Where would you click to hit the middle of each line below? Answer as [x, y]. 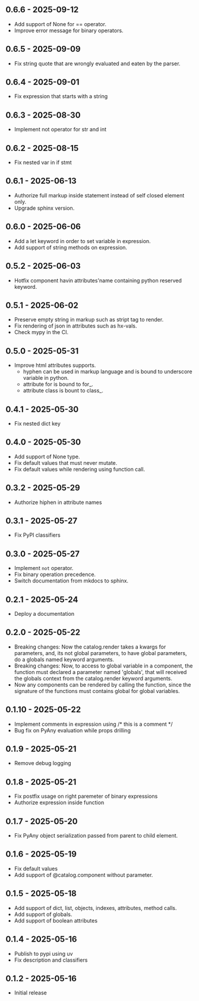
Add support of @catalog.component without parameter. [83, 875]
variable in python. [46, 378]
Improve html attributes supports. [55, 366]
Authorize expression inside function [59, 802]
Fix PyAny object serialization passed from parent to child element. [96, 836]
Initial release [30, 993]
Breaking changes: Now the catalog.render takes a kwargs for [90, 647]
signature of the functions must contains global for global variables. [97, 691]
